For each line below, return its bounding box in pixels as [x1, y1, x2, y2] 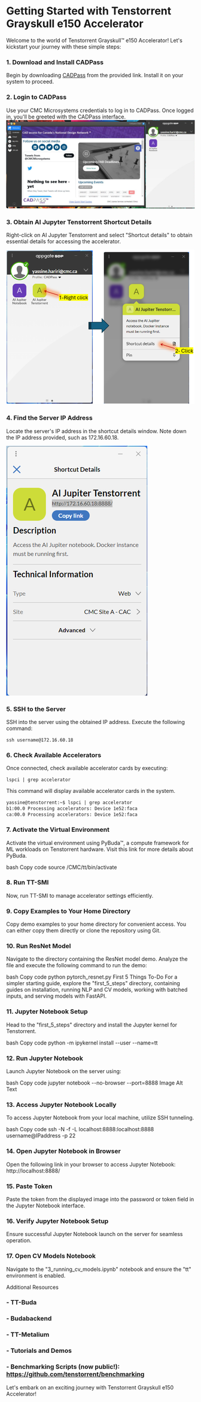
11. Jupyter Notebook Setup [6, 1007, 88, 1016]
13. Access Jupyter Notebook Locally [6, 1100, 117, 1109]
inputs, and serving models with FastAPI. [6, 992, 106, 1000]
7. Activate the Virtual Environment [6, 825, 109, 834]
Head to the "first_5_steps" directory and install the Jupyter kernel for [6, 1021, 178, 1028]
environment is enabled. [6, 1271, 66, 1279]
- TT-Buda [6, 1298, 37, 1307]
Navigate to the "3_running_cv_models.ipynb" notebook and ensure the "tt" [6, 1265, 191, 1273]
